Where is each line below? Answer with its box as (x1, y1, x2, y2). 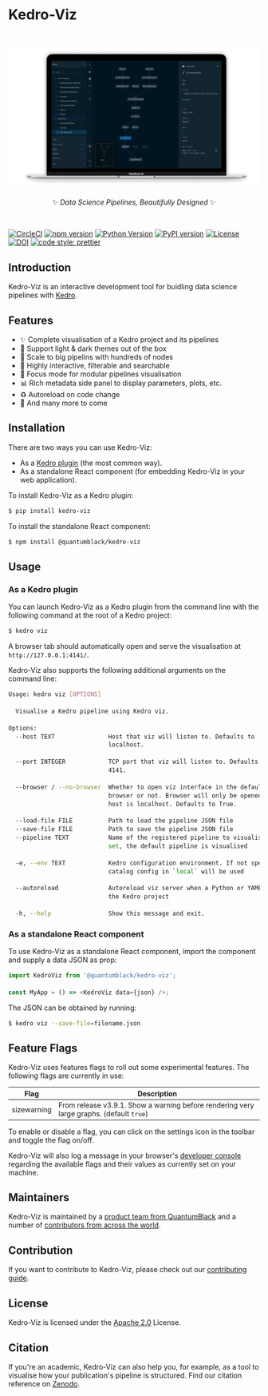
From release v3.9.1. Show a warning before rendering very (58, 1100, 254, 1110)
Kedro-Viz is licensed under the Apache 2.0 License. (8, 1318, 181, 1327)
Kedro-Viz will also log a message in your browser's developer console (8, 1151, 242, 1160)
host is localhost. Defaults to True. (108, 800, 238, 808)
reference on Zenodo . (8, 1378, 80, 1388)
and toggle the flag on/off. (8, 1135, 94, 1144)
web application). (19, 475, 77, 484)
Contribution (8, 1243, 73, 1257)
